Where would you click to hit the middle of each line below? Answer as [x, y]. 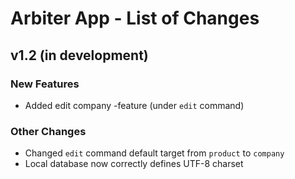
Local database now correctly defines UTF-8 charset [134, 164]
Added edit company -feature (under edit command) [134, 105]
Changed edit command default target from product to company [154, 153]
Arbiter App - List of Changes [135, 18]
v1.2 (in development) [79, 55]
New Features [45, 84]
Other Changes [48, 131]
